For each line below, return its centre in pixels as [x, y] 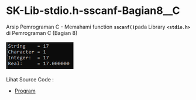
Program [25, 91]
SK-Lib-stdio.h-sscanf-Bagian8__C [93, 11]
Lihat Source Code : [30, 79]
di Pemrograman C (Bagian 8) [42, 33]
